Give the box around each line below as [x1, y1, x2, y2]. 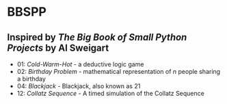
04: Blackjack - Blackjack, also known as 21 [16, 82, 141, 90]
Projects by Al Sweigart [7, 42, 109, 53]
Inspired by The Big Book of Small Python [7, 31, 187, 43]
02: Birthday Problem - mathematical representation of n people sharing [16, 68, 221, 75]
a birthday [16, 75, 46, 83]
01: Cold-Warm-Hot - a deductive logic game [16, 60, 144, 68]
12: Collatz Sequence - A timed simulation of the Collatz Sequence [16, 90, 205, 97]
